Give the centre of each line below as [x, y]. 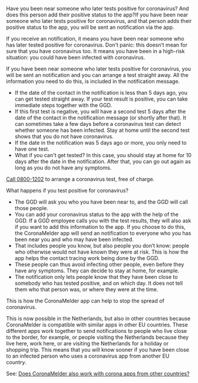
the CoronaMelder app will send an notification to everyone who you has [103, 233]
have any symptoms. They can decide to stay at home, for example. [97, 271]
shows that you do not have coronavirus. [64, 136]
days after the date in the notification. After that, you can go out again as [103, 161]
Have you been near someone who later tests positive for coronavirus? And [98, 9]
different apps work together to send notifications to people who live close [97, 331]
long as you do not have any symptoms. [63, 168]
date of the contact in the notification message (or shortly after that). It [100, 118]
